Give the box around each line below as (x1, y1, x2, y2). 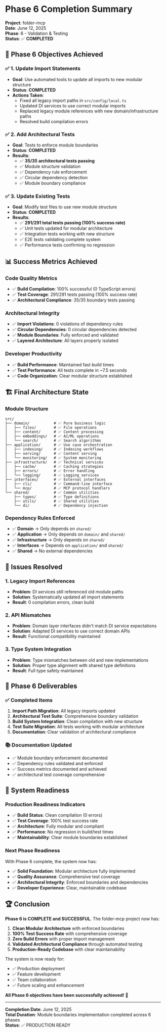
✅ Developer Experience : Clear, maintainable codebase (12, 885, 127, 890)
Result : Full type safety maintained (12, 667, 83, 674)
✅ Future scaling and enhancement (12, 982, 84, 988)
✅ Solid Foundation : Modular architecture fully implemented (12, 868, 136, 874)
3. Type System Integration (5, 646, 72, 653)
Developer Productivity (5, 350, 62, 357)
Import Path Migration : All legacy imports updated (12, 708, 116, 714)
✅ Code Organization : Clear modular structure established (12, 373, 132, 379)
